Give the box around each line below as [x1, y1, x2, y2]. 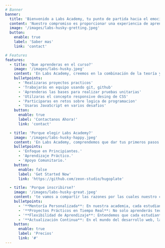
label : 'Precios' [18, 231, 54, 236]
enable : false [18, 167, 48, 172]
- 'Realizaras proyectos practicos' [18, 80, 93, 85]
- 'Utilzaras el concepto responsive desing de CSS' [18, 94, 129, 99]
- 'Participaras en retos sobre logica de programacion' [18, 99, 137, 104]
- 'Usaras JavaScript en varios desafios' [18, 103, 107, 108]
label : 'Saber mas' [14, 39, 54, 44]
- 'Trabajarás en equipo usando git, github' [18, 85, 113, 90]
